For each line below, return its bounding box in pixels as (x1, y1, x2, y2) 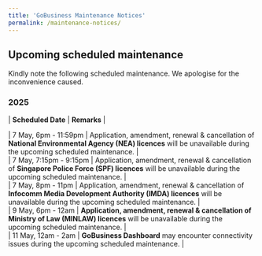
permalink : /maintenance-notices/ (8, 19, 122, 27)
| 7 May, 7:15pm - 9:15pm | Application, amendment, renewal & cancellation (8, 155, 252, 165)
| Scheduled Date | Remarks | (8, 115, 106, 124)
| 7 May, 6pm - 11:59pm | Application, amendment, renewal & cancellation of (8, 130, 255, 139)
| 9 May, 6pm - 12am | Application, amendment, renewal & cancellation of (8, 206, 252, 215)
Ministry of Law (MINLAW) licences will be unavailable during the (8, 213, 223, 223)
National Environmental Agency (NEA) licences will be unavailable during (8, 139, 250, 148)
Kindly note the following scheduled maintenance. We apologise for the (8, 69, 240, 79)
